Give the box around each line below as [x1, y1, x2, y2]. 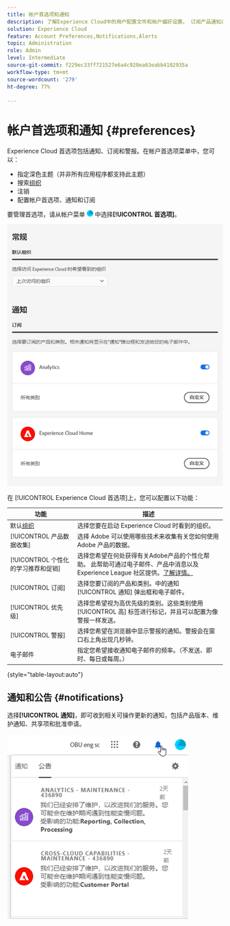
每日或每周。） [88, 655, 129, 663]
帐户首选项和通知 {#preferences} [7, 123, 196, 138]
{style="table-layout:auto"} [7, 670, 84, 678]
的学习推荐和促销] [10, 564, 61, 573]
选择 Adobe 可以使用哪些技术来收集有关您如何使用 [77, 531, 219, 540]
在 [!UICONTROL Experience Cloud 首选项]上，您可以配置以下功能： [7, 493, 200, 501]
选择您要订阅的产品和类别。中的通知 [77, 579, 179, 588]
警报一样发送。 [77, 616, 120, 624]
